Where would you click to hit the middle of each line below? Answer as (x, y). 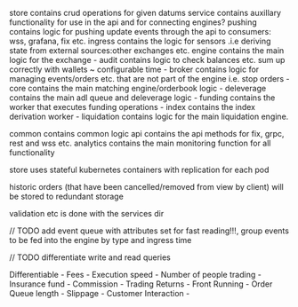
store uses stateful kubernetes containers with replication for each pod (139, 169)
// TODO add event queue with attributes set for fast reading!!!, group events (149, 231)
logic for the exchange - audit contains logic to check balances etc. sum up (147, 60)
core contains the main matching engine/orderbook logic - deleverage (138, 88)
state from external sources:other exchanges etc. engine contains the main (147, 51)
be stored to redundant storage (67, 196)
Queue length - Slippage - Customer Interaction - (100, 293)
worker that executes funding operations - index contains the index (133, 107)
